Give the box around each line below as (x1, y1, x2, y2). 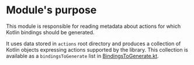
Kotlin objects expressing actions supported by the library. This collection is (6, 46, 188, 53)
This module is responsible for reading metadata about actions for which (6, 23, 181, 30)
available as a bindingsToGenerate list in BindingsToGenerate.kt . (6, 52, 159, 59)
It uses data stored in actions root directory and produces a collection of (6, 40, 181, 47)
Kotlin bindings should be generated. (6, 28, 95, 35)
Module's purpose (6, 3, 97, 17)
